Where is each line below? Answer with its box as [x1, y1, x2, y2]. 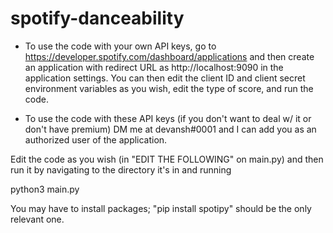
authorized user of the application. [24, 133, 168, 146]
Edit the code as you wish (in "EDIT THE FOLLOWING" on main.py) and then [10, 153, 324, 165]
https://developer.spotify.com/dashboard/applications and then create [24, 50, 315, 62]
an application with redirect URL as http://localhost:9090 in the [24, 61, 284, 73]
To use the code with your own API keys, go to [24, 40, 217, 52]
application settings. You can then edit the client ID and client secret [24, 72, 306, 84]
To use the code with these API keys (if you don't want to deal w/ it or [24, 112, 312, 124]
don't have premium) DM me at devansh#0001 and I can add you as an [24, 123, 317, 135]
